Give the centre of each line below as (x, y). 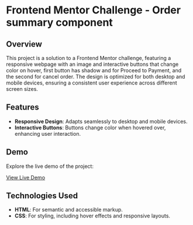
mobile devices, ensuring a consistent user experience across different (92, 83)
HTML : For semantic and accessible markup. (68, 210)
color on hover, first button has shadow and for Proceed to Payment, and (94, 70)
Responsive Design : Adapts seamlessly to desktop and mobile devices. (101, 121)
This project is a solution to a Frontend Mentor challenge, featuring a (89, 58)
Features (23, 108)
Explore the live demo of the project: (50, 166)
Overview (24, 44)
